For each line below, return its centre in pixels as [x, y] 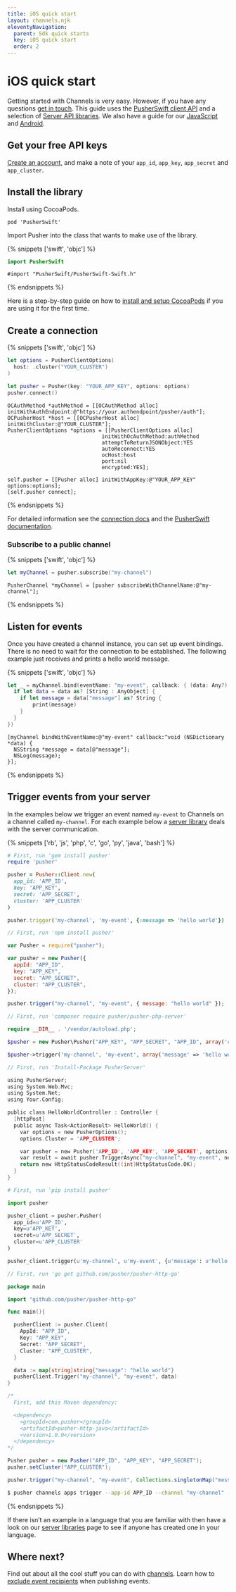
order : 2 [26, 46]
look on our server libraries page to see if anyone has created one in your [113, 1527]
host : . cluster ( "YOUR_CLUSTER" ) [61, 367]
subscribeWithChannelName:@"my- [164, 585]
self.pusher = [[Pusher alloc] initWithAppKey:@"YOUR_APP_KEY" [102, 480]
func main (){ [26, 1312]
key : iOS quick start [45, 40]
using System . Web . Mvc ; [40, 1087]
